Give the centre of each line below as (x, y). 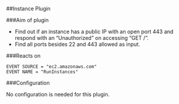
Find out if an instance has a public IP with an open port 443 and (94, 31)
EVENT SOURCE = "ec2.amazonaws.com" (51, 67)
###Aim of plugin (27, 20)
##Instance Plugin (28, 9)
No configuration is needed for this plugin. (58, 94)
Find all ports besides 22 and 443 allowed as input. (77, 44)
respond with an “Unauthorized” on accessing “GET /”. (81, 38)
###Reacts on (23, 56)
